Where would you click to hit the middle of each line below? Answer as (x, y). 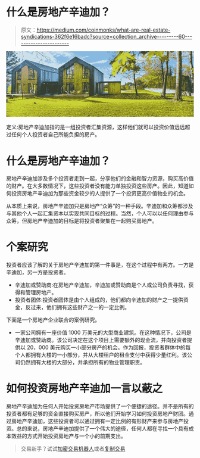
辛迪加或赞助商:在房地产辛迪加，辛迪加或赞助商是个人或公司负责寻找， (101, 285)
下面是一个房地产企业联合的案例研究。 (53, 320)
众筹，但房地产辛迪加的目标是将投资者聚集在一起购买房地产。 (82, 221)
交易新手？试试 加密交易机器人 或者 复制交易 (73, 449)
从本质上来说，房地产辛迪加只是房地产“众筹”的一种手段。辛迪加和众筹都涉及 (100, 206)
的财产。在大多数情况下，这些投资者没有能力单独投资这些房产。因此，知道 (97, 186)
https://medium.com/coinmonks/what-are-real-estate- (104, 30)
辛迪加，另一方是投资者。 (37, 272)
